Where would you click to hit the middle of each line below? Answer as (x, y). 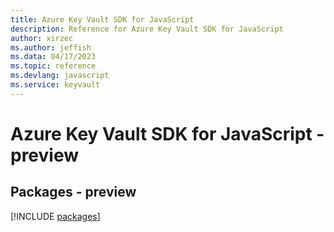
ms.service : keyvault (55, 85)
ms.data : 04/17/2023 (53, 57)
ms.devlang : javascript (60, 76)
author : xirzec (42, 38)
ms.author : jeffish (51, 47)
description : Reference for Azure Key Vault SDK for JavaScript (147, 29)
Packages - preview (73, 192)
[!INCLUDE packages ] (55, 216)
